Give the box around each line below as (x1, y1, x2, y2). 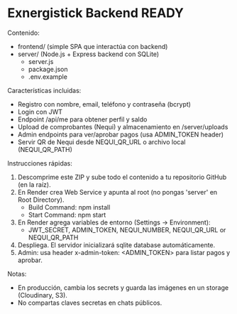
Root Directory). (17, 195, 65, 204)
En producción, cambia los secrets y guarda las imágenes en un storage (17, 283, 229, 292)
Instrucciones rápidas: (7, 158, 73, 168)
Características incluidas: (7, 86, 82, 94)
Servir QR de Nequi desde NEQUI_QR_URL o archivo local (17, 137, 186, 146)
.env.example (28, 72, 67, 81)
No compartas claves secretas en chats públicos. (17, 298, 162, 307)
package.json (28, 65, 68, 73)
